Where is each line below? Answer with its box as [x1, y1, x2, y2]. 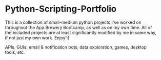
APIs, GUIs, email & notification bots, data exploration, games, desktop [5, 44, 147, 50]
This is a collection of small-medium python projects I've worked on [5, 19, 141, 25]
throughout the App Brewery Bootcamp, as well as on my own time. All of [5, 24, 152, 30]
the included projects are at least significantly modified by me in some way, [5, 30, 157, 35]
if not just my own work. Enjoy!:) [5, 35, 70, 41]
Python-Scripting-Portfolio [5, 3, 117, 15]
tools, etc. [5, 49, 25, 55]
